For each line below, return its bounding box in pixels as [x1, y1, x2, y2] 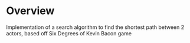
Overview [6, 4, 55, 18]
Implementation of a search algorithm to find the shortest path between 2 [6, 24, 185, 31]
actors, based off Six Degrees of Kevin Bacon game [6, 29, 132, 37]
